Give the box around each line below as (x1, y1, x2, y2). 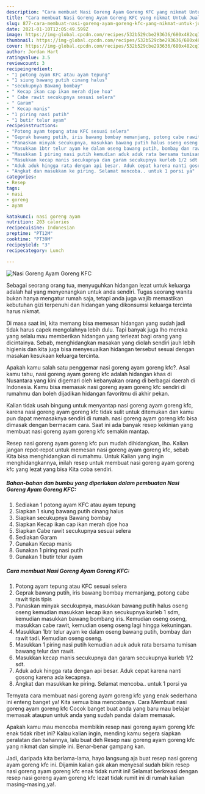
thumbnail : (6, 37, 34, 43)
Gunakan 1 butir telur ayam (15, 553, 83, 560)
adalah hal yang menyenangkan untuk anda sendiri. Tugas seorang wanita (6, 288, 193, 295)
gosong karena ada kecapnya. (15, 673, 92, 681)
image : (6, 32, 23, 38)
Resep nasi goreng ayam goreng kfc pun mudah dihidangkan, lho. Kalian (6, 439, 189, 447)
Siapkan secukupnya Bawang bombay (15, 514, 112, 522)
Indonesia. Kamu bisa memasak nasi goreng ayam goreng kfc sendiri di (6, 383, 186, 390)
